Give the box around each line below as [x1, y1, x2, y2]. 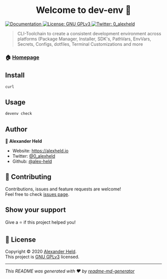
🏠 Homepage [5, 54, 40, 61]
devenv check [5, 111, 32, 116]
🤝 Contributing [5, 173, 52, 181]
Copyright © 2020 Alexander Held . [5, 249, 77, 255]
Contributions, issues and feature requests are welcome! [5, 186, 121, 192]
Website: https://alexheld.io [12, 148, 69, 154]
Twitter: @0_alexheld [12, 153, 56, 159]
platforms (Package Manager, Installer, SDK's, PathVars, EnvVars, [17, 36, 152, 42]
